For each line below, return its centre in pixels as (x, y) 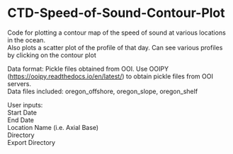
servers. (19, 83)
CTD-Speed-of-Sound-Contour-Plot (116, 13)
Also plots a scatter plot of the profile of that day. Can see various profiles (115, 47)
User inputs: (25, 105)
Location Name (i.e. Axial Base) (53, 127)
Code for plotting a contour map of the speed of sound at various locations (117, 32)
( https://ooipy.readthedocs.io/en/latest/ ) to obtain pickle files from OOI (110, 76)
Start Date (22, 112)
